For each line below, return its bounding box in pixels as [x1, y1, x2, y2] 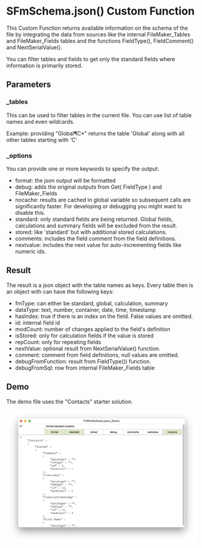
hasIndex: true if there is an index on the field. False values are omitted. [15, 313, 194, 320]
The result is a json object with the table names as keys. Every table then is [6, 281, 194, 289]
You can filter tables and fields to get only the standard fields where [6, 55, 175, 63]
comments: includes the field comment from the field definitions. [15, 235, 177, 242]
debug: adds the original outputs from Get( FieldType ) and [15, 183, 162, 191]
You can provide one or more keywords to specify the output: [6, 165, 159, 172]
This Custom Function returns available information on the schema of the [6, 24, 189, 32]
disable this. [15, 209, 45, 216]
